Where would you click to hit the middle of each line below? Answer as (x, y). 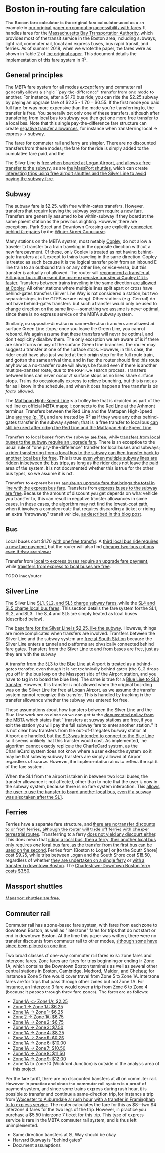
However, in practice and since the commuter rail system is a (67, 1084)
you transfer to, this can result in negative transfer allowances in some (76, 498)
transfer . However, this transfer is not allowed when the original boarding (79, 684)
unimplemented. (22, 1125)
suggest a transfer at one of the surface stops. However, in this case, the (79, 350)
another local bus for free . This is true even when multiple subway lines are (81, 458)
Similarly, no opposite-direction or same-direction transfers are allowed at (80, 323)
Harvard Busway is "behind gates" (47, 1140)
